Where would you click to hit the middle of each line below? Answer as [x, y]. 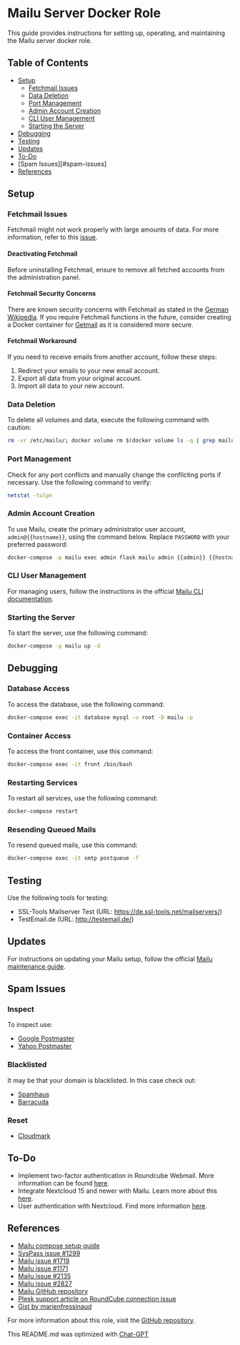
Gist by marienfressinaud [55, 1306]
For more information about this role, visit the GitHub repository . [101, 1320]
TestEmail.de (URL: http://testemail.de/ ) [76, 919]
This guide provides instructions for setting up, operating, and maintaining [116, 33]
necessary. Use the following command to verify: [80, 482]
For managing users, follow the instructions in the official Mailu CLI [105, 591]
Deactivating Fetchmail [42, 254]
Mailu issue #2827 [45, 1284]
